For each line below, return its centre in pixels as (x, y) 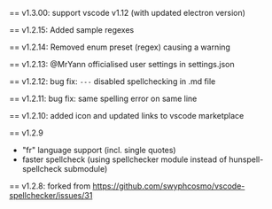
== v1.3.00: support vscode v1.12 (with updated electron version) (128, 13)
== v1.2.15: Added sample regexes (72, 30)
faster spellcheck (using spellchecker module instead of (124, 159)
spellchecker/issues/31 (51, 195)
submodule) (85, 169)
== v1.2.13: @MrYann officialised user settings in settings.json (122, 64)
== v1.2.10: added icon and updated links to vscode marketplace (127, 116)
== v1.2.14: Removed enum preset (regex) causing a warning (120, 47)
